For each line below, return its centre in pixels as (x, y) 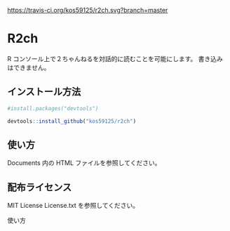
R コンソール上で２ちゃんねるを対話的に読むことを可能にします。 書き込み (115, 58)
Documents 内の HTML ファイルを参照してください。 (84, 163)
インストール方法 (44, 92)
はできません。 (29, 67)
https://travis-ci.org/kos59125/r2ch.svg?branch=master (88, 10)
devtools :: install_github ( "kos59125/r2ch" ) (72, 121)
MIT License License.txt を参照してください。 (73, 206)
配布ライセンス (40, 187)
